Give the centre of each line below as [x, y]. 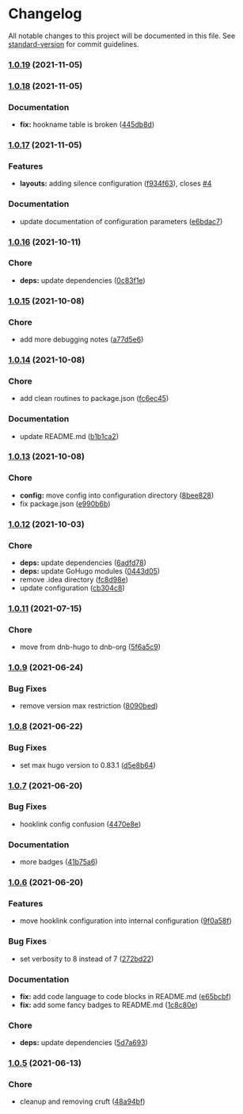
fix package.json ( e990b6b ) [65, 503]
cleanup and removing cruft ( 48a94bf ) [82, 1101]
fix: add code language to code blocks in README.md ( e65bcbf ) [125, 996]
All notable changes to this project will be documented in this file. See [122, 36]
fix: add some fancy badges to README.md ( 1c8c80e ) [108, 1005]
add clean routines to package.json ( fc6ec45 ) [94, 399]
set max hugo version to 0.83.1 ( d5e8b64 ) [87, 765]
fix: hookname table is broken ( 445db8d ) [87, 124]
